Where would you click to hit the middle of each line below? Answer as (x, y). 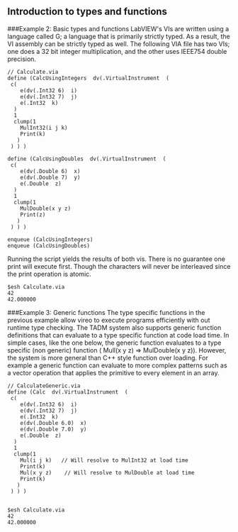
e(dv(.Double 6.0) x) (53, 423)
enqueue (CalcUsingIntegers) (50, 239)
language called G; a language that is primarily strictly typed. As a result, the (119, 36)
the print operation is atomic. (50, 274)
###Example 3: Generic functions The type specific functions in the (106, 312)
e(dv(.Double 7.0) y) (53, 429)
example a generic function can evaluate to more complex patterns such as (118, 365)
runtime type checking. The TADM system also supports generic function (114, 327)
